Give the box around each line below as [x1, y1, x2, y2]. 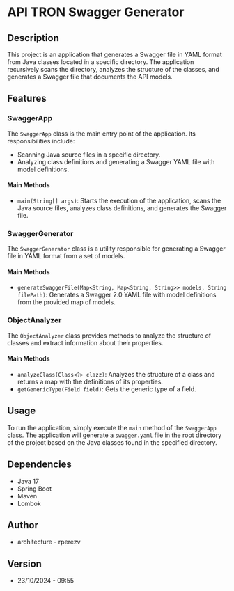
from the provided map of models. [17, 298, 116, 306]
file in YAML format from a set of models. [7, 252, 125, 260]
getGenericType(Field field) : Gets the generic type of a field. [17, 384, 196, 393]
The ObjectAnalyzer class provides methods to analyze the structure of [7, 331, 211, 340]
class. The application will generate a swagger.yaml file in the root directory [7, 431, 222, 439]
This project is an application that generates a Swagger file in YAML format [7, 50, 223, 58]
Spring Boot [17, 484, 52, 493]
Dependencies [7, 459, 72, 471]
